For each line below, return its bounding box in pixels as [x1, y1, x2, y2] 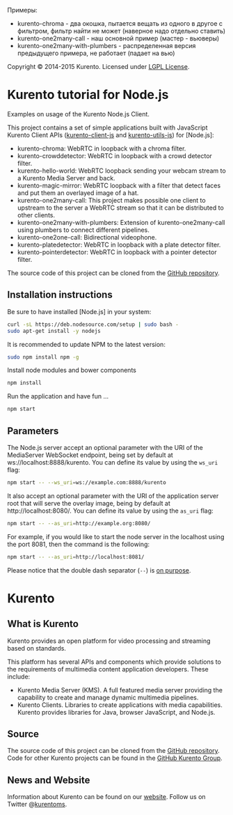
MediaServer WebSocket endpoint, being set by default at [7, 451, 174, 459]
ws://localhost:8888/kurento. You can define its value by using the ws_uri [7, 458, 218, 466]
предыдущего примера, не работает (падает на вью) [17, 49, 175, 57]
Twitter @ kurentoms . [7, 800, 67, 809]
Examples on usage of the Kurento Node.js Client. [7, 109, 150, 118]
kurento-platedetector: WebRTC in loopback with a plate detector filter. [17, 240, 221, 249]
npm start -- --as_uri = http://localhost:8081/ [7, 553, 145, 560]
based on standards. [7, 644, 66, 652]
